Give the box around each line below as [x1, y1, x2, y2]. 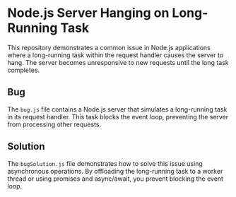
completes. [7, 66, 40, 74]
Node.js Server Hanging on [7, 5, 170, 21]
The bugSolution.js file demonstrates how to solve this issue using [7, 159, 203, 167]
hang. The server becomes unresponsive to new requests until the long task [7, 58, 229, 66]
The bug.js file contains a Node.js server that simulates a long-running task [7, 105, 228, 114]
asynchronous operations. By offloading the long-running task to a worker [7, 167, 223, 175]
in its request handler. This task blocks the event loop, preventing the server [7, 112, 229, 121]
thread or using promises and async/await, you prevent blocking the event [7, 174, 224, 183]
